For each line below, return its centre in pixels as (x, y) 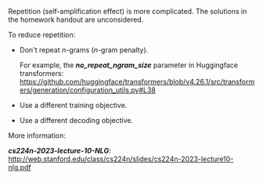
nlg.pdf (20, 167)
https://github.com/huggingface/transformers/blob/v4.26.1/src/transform (137, 82)
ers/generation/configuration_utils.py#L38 (88, 90)
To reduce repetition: (42, 35)
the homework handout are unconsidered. (76, 20)
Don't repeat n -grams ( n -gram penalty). (84, 50)
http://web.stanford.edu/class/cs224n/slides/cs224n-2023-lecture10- (121, 159)
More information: (37, 135)
